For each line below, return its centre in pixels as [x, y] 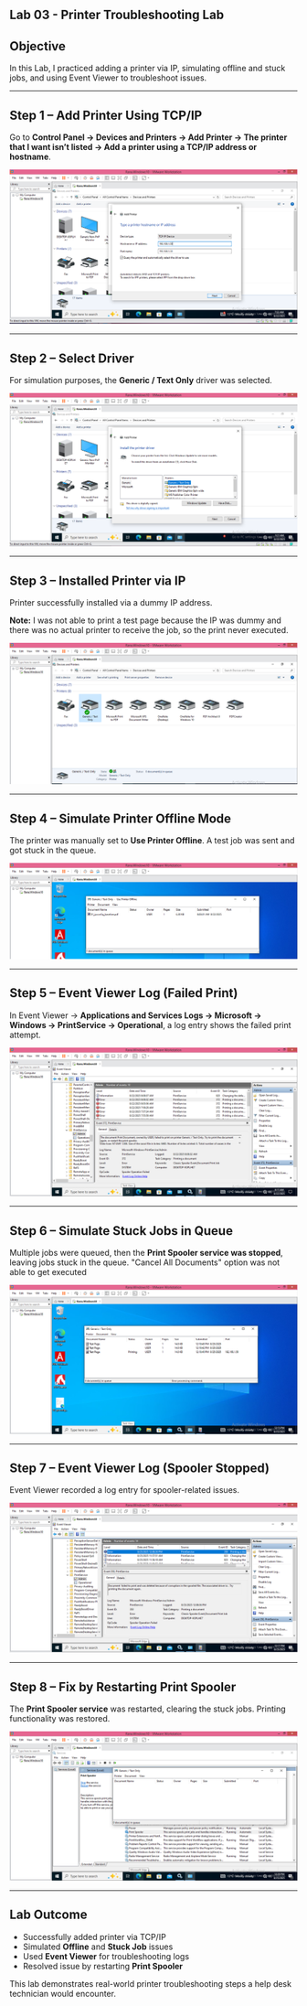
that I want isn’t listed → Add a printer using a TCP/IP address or [133, 147]
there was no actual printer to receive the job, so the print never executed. [149, 630]
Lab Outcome [48, 1915]
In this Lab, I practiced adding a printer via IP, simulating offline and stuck [148, 69]
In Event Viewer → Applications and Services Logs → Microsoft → [136, 1015]
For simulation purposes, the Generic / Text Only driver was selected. [141, 381]
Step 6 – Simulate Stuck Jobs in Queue [121, 1231]
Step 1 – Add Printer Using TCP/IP [106, 115]
